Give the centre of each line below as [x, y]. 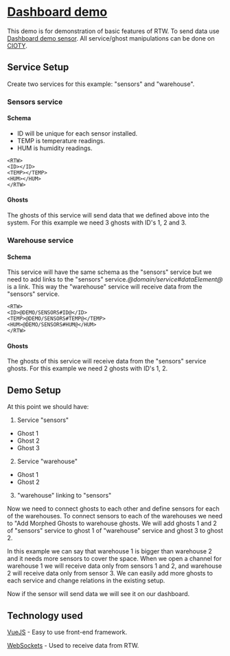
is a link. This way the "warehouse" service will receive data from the [105, 287]
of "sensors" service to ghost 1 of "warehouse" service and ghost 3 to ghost [115, 531]
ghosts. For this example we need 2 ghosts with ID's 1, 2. [88, 368]
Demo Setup [34, 390]
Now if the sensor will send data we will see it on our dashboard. [99, 594]
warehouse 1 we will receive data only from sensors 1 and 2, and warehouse [115, 566]
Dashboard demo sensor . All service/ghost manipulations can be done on [111, 38]
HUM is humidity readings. [55, 148]
